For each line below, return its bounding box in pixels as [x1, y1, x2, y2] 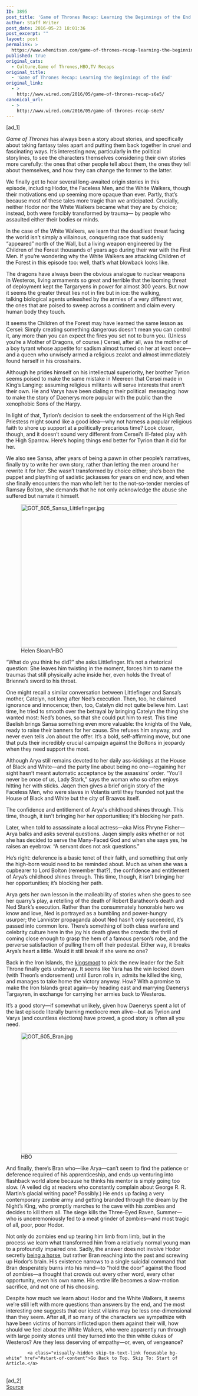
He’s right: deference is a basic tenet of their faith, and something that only [6, 854, 188, 861]
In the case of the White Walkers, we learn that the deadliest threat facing [6, 227, 184, 234]
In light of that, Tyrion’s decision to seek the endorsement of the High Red [6, 412, 185, 419]
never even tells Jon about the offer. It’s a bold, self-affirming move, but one [6, 733, 190, 740]
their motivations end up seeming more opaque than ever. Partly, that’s [6, 191, 178, 198]
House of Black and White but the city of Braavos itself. [6, 795, 140, 802]
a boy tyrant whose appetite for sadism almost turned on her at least [6, 345, 173, 352]
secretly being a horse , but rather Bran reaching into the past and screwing [6, 1252, 189, 1259]
